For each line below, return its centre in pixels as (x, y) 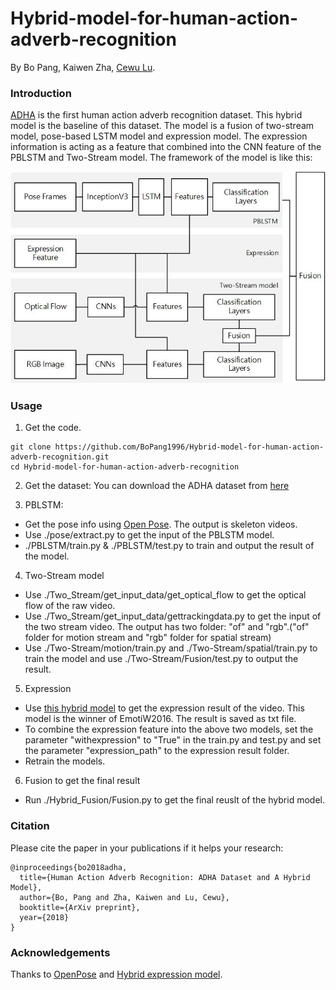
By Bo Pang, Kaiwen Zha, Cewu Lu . (83, 67)
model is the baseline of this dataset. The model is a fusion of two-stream (162, 126)
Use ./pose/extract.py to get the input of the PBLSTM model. (149, 535)
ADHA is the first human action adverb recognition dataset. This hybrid (156, 115)
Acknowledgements (60, 952)
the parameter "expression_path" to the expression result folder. (157, 751)
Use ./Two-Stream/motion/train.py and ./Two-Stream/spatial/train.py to (171, 648)
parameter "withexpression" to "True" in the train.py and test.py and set (173, 740)
